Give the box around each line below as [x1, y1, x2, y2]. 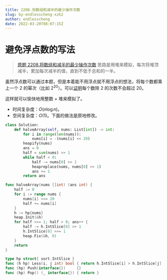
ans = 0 [23, 146, 39, 151]
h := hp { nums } [14, 210, 43, 215]
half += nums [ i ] [23, 201, 57, 206]
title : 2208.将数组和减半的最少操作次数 [5, 7, 81, 12]
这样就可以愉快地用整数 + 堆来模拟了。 [5, 95, 85, 101]
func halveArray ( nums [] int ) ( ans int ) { [5, 183, 93, 188]
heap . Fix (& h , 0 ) [23, 233, 57, 239]
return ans [23, 173, 46, 179]
